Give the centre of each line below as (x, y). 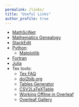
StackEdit (22, 43)
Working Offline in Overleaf (47, 94)
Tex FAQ (28, 74)
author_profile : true (27, 18)
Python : (20, 48)
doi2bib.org (31, 79)
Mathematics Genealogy (37, 37)
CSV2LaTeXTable (37, 89)
